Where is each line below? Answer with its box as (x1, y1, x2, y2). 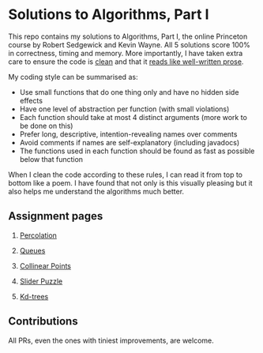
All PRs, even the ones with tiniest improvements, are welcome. (8, 336, 215, 345)
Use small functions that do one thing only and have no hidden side (19, 87, 239, 96)
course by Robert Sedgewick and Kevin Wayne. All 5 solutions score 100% (8, 39, 251, 49)
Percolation (19, 231, 58, 240)
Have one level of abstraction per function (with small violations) (19, 104, 230, 114)
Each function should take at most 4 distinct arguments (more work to (19, 112, 247, 122)
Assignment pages (8, 209, 103, 223)
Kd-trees (19, 291, 49, 301)
